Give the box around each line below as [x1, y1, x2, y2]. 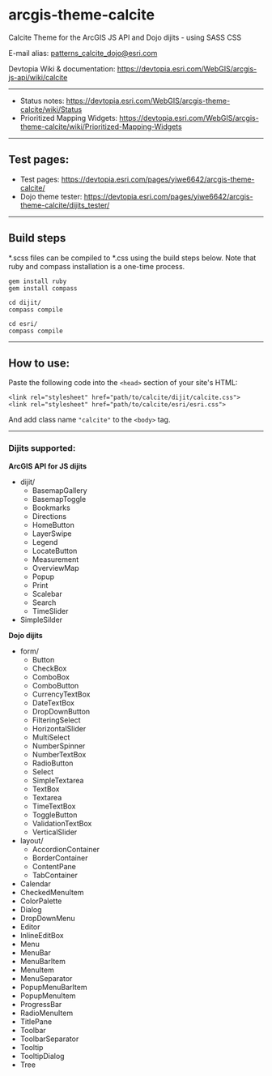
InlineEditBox [19, 930, 64, 940]
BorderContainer [32, 853, 88, 863]
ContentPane [32, 861, 77, 871]
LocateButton [32, 546, 78, 555]
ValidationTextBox [32, 818, 92, 828]
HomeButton [32, 520, 74, 529]
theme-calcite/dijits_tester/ [19, 200, 110, 210]
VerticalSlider [32, 827, 78, 837]
